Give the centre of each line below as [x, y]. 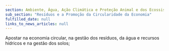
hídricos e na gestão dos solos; [38, 43]
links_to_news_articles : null [37, 24]
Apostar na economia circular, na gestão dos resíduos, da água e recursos [82, 38]
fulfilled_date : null [28, 19]
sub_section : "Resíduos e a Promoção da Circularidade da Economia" [78, 14]
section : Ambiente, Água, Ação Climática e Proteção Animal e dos [76, 10]
